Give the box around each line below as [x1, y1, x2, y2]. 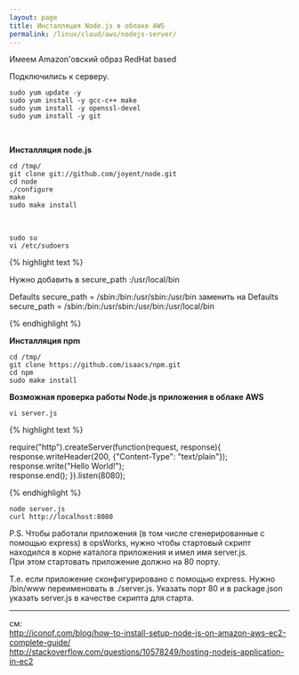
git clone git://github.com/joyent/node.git [9, 170, 177, 179]
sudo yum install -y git [9, 112, 101, 121]
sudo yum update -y [9, 88, 82, 98]
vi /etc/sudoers [9, 241, 69, 250]
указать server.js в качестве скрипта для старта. [9, 593, 194, 604]
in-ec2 [9, 656, 34, 667]
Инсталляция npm [9, 336, 81, 346]
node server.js [9, 505, 66, 514]
